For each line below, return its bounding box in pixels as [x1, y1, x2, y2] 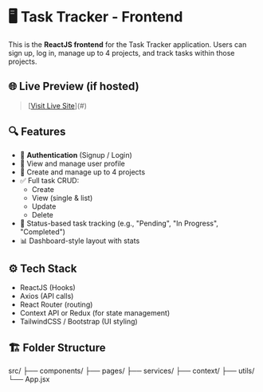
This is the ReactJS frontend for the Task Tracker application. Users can [8, 39, 247, 49]
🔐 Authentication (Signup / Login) [19, 150, 133, 159]
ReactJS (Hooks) [19, 283, 76, 292]
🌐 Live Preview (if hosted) [8, 80, 139, 93]
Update [31, 202, 57, 211]
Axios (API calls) [19, 292, 74, 301]
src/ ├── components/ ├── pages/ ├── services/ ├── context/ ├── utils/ [8, 366, 255, 376]
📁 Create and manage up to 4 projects [19, 167, 146, 177]
